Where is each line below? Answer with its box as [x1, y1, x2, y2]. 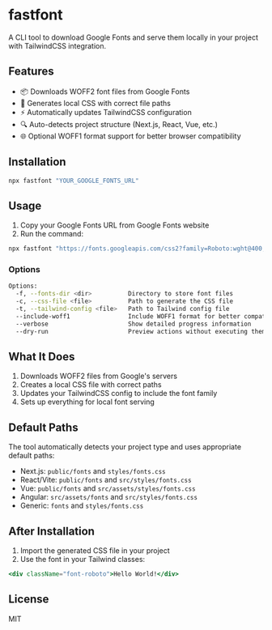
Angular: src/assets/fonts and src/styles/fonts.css [19, 492, 198, 502]
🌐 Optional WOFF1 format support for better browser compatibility [19, 131, 241, 141]
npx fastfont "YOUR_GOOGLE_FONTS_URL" [8, 177, 139, 185]
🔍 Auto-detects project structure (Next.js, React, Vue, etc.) [19, 119, 219, 129]
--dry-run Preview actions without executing [15, 327, 249, 335]
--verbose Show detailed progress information [15, 320, 252, 328]
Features [8, 65, 54, 79]
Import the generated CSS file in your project [19, 545, 170, 556]
